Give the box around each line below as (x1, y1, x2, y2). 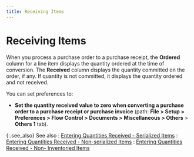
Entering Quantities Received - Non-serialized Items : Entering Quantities (6, 138, 183, 145)
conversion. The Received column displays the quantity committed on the (6, 66, 185, 73)
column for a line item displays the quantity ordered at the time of (6, 60, 165, 67)
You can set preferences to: (6, 90, 73, 97)
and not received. (6, 78, 49, 86)
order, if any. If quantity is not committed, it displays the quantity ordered (6, 72, 183, 80)
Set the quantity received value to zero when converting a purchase (14, 102, 184, 109)
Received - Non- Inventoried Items (6, 144, 90, 151)
